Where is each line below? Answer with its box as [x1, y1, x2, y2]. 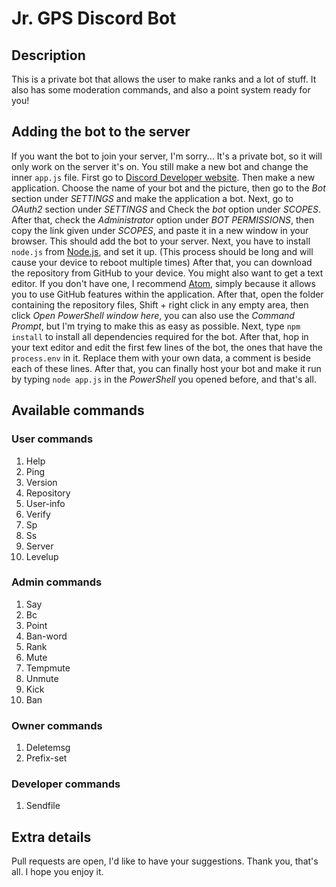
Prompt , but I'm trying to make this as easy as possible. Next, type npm [11, 320, 301, 332]
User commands [11, 432, 94, 446]
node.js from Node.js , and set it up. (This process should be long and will [11, 245, 314, 257]
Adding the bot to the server [11, 123, 191, 141]
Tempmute [25, 662, 71, 674]
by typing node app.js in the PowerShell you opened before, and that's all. [11, 373, 317, 385]
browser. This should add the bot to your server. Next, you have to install [11, 235, 311, 247]
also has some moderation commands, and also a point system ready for [11, 84, 311, 96]
